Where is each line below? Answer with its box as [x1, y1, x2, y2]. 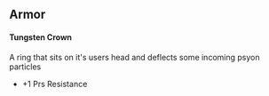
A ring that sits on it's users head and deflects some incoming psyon [9, 52, 260, 62]
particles [9, 61, 42, 72]
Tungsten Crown [9, 31, 73, 43]
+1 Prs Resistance [21, 78, 88, 89]
